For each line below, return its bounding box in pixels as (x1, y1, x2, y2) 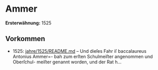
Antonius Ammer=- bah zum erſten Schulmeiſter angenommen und (12, 53, 153, 59)
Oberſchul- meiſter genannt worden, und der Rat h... (12, 59, 122, 65)
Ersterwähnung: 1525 (5, 20, 52, 26)
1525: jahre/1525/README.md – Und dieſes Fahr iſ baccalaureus (12, 48, 147, 54)
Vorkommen (5, 34, 45, 43)
